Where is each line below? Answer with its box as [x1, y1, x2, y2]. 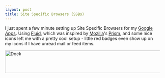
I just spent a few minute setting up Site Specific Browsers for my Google [5, 25, 153, 31]
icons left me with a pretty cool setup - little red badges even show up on [5, 35, 153, 41]
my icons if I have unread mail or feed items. [5, 40, 95, 46]
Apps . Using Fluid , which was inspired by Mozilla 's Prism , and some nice [5, 30, 153, 36]
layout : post [5, 7, 32, 12]
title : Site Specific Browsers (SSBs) [5, 12, 84, 17]
